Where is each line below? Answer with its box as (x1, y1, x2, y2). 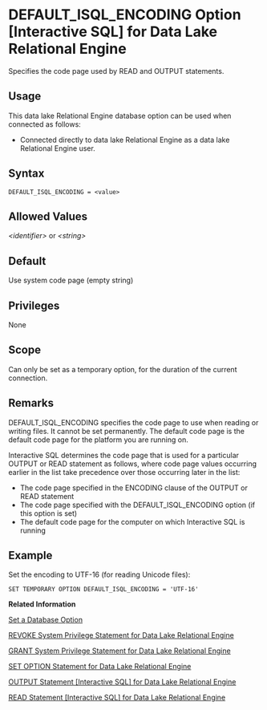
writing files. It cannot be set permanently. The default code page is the (8, 426, 245, 436)
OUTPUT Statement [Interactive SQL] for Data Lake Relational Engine (8, 677, 237, 687)
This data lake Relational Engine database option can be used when (8, 111, 232, 120)
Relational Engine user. (19, 143, 96, 153)
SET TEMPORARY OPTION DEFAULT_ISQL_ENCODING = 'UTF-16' (8, 586, 199, 594)
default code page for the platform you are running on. (8, 435, 188, 444)
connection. (8, 373, 48, 383)
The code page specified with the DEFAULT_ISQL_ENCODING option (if (19, 500, 256, 509)
